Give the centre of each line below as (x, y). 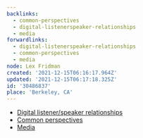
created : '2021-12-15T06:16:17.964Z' (62, 73)
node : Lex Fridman (33, 66)
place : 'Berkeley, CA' (40, 92)
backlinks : (23, 14)
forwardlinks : (27, 40)
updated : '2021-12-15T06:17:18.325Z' (62, 79)
